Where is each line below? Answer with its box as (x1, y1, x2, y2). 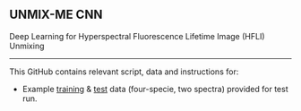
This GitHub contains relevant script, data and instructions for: (9, 66, 239, 77)
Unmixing (9, 40, 45, 51)
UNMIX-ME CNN (9, 7, 103, 22)
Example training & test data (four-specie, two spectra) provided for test (21, 83, 288, 94)
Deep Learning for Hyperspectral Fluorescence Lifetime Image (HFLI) (9, 30, 265, 41)
